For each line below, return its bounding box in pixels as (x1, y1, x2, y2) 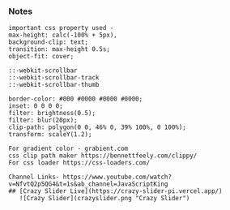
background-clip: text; (8, 38, 89, 46)
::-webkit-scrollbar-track (8, 74, 100, 82)
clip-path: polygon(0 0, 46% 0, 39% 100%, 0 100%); (8, 123, 186, 131)
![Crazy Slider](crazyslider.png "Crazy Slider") (19, 195, 190, 203)
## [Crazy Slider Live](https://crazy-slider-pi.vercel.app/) (8, 187, 223, 195)
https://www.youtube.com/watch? (62, 173, 172, 182)
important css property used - (8, 24, 114, 32)
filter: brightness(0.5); (8, 109, 96, 118)
